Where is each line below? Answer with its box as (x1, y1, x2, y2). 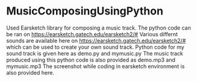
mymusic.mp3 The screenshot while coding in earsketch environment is (6, 62, 185, 70)
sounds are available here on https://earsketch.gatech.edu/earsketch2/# (6, 37, 186, 44)
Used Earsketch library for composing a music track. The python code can (6, 24, 191, 31)
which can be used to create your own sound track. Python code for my (6, 43, 185, 51)
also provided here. (6, 69, 54, 76)
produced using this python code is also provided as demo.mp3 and (6, 56, 176, 63)
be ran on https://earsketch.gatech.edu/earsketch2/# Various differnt (6, 30, 178, 37)
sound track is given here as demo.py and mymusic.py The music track (6, 49, 184, 57)
